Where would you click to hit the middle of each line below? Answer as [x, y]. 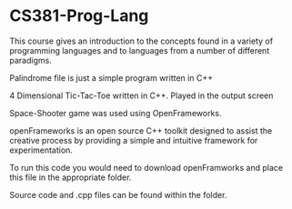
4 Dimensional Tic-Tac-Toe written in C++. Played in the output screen [141, 95]
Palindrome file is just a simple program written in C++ [111, 77]
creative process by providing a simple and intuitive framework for [134, 140]
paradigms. [30, 60]
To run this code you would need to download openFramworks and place [146, 167]
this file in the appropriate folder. [70, 177]
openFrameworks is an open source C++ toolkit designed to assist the [141, 130]
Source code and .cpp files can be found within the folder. [118, 194]
